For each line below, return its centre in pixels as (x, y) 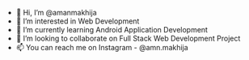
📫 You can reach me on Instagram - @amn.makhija (102, 47)
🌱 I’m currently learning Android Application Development (112, 30)
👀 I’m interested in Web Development (78, 21)
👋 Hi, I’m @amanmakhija (56, 13)
